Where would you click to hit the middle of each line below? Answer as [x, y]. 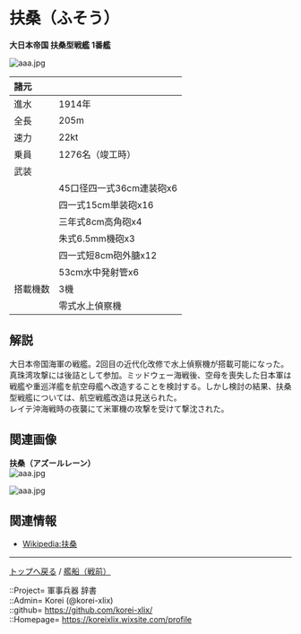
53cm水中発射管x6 [99, 272]
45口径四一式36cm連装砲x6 [118, 187]
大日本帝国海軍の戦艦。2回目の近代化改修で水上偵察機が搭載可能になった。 [149, 363]
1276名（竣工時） [97, 154]
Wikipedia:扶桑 [50, 544]
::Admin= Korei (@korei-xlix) [61, 601]
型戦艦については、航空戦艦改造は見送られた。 [95, 397]
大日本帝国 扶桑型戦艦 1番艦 [60, 45]
